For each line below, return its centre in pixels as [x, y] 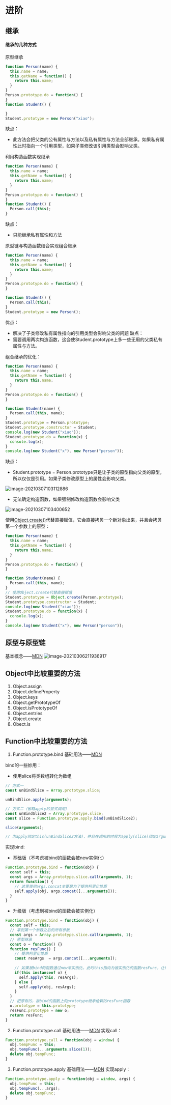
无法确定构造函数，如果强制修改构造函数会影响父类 [66, 499]
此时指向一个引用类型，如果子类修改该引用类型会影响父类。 [80, 146]
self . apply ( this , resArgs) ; [49, 977]
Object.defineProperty [36, 691]
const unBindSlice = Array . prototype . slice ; [53, 790]
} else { [24, 982]
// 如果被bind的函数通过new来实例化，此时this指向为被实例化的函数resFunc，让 [90, 968]
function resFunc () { [33, 949]
